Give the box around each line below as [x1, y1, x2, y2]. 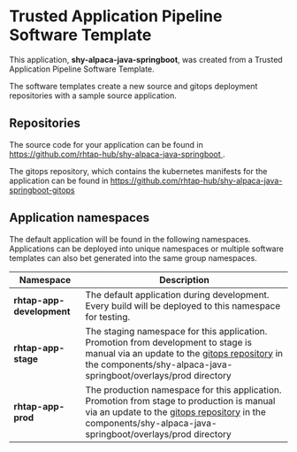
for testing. [85, 310, 131, 323]
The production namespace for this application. [85, 383, 282, 395]
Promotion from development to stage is [85, 336, 252, 349]
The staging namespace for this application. [85, 325, 268, 337]
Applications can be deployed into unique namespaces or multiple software [9, 243, 285, 254]
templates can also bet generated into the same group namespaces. [9, 252, 258, 263]
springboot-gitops [9, 184, 75, 195]
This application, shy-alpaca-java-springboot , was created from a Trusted [9, 54, 283, 65]
